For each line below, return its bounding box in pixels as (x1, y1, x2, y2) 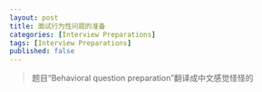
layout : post (9, 13, 59, 23)
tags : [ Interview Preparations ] (9, 38, 131, 48)
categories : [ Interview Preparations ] (9, 30, 156, 39)
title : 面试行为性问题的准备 (9, 22, 106, 31)
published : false (9, 47, 75, 56)
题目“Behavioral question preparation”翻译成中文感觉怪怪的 (31, 73, 254, 84)
